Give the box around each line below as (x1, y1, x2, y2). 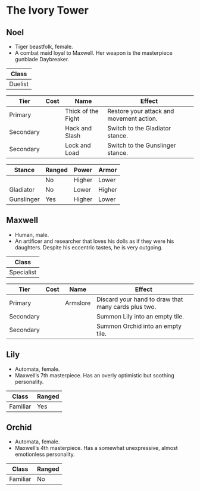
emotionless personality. (14, 451, 76, 458)
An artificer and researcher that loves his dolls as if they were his (14, 237, 174, 245)
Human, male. (14, 231, 49, 238)
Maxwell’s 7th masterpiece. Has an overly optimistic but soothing (14, 371, 174, 379)
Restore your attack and (107, 107, 174, 115)
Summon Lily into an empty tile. (96, 312, 185, 320)
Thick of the (65, 107, 99, 115)
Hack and (65, 124, 92, 132)
